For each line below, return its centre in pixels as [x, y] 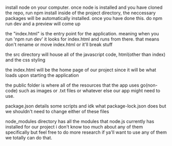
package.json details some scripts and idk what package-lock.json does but [86, 106]
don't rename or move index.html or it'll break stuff [59, 45]
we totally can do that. [29, 138]
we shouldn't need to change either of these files [57, 111]
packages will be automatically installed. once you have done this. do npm [84, 18]
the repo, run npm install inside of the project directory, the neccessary [81, 13]
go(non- [149, 85]
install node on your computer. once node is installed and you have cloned [84, 7]
